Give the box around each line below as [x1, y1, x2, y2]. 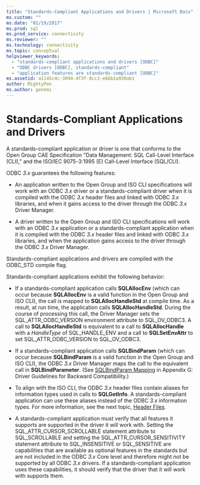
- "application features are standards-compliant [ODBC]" [11, 70, 159, 76]
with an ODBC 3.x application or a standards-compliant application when [14, 224, 194, 231]
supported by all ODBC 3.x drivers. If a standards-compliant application [14, 459, 191, 466]
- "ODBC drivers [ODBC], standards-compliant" [11, 64, 130, 71]
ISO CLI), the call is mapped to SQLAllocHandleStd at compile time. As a [14, 297, 194, 304]
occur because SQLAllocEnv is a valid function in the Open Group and [14, 291, 189, 298]
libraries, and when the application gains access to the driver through [14, 237, 186, 244]
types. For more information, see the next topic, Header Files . [14, 403, 166, 410]
